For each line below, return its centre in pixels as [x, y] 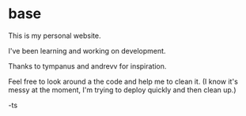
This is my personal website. [55, 36]
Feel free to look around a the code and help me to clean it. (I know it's [123, 81]
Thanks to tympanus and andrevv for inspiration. [87, 66]
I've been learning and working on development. [87, 51]
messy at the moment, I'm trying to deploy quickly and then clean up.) [122, 90]
